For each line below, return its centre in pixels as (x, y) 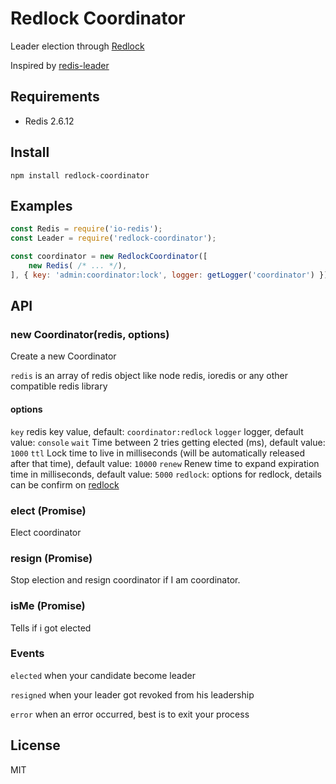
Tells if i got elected (51, 628)
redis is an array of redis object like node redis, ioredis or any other (149, 376)
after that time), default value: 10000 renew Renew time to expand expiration (165, 463)
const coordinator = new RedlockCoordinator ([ (109, 257)
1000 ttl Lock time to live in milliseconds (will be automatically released (157, 453)
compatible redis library (59, 386)
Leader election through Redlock (77, 46)
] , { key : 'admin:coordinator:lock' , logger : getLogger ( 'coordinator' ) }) (169, 275)
